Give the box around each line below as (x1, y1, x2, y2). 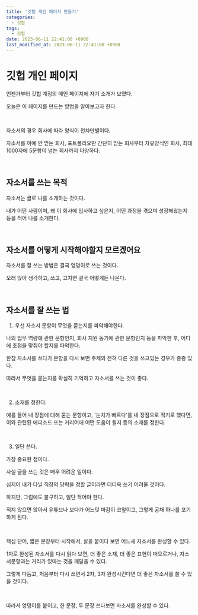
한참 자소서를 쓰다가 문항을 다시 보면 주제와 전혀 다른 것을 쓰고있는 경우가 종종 (6, 355, 187, 362)
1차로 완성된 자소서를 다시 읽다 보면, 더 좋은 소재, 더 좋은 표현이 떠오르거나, (6, 550, 179, 557)
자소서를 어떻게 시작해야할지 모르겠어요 (6, 245, 141, 256)
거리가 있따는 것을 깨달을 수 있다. (31, 558, 108, 565)
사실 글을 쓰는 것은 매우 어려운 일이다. (6, 468, 93, 475)
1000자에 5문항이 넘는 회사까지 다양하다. (6, 147, 101, 154)
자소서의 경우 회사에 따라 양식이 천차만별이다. (6, 127, 111, 134)
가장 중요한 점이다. (6, 456, 49, 463)
